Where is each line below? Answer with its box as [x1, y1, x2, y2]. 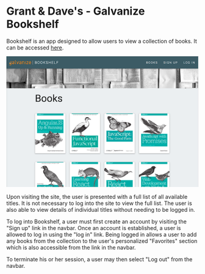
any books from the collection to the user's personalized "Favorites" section [6, 237, 198, 245]
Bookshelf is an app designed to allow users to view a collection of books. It [6, 37, 197, 45]
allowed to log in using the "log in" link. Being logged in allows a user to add [6, 231, 197, 239]
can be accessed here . [6, 44, 64, 51]
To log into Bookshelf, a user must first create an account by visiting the [6, 218, 187, 225]
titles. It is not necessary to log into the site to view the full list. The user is [6, 200, 192, 207]
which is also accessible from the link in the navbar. [6, 244, 136, 251]
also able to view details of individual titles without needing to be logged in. [6, 206, 195, 214]
